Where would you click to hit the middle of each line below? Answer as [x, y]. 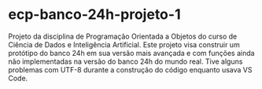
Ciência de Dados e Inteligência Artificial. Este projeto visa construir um [124, 44]
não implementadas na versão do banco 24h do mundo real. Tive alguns [125, 61]
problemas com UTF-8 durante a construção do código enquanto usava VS [130, 69]
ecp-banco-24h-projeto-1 [94, 15]
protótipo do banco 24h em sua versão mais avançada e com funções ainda [131, 53]
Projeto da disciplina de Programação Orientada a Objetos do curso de [123, 36]
